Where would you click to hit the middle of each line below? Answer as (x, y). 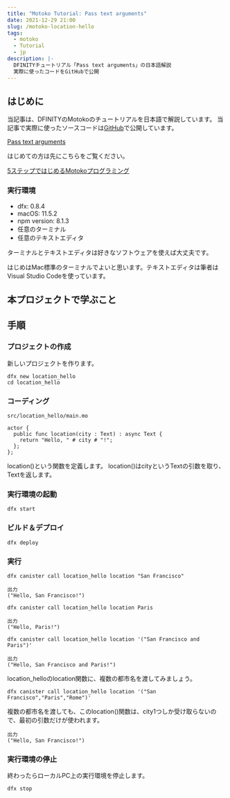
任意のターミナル (42, 229)
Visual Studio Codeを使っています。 (58, 276)
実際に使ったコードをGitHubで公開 (56, 71)
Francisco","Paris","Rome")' (49, 698)
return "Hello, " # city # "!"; (66, 440)
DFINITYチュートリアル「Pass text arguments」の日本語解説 (92, 65)
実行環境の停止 (32, 759)
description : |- (30, 59)
